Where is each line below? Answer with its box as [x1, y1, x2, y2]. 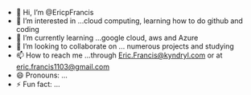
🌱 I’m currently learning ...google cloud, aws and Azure [15, 33, 199, 42]
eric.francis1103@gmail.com [15, 62, 110, 71]
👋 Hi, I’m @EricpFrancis [15, 8, 94, 17]
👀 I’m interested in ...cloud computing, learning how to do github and [15, 16, 244, 26]
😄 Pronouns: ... [15, 70, 68, 80]
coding [15, 25, 40, 34]
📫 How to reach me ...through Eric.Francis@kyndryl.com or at [15, 50, 223, 60]
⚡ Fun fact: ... [15, 80, 60, 89]
